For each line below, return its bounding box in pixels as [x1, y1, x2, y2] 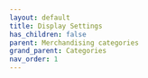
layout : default [9, 13, 70, 22]
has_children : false [9, 30, 88, 39]
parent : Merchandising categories [9, 38, 140, 48]
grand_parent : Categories [9, 47, 106, 56]
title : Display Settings [9, 22, 103, 30]
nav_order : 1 [9, 55, 59, 64]
